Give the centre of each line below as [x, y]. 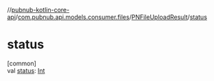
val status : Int [26, 70]
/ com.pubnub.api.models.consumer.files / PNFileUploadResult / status [111, 17]
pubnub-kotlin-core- [40, 10]
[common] [22, 63]
